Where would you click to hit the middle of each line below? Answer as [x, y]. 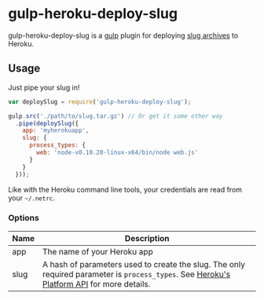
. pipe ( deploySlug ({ [47, 123]
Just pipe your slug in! [44, 87]
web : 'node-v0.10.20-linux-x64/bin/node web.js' [117, 152]
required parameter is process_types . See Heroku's [136, 274]
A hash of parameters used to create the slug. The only [144, 264]
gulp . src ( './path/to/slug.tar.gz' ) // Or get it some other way [115, 116]
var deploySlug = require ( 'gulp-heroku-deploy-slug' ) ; [100, 102]
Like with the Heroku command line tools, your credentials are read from [125, 189]
